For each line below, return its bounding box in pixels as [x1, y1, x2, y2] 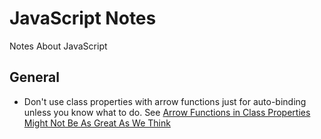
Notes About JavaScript [9, 40, 108, 52]
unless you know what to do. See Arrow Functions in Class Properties [23, 106, 311, 118]
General [9, 69, 61, 86]
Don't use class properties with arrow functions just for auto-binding [23, 95, 307, 107]
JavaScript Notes [9, 7, 157, 30]
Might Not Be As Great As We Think [23, 117, 171, 129]
